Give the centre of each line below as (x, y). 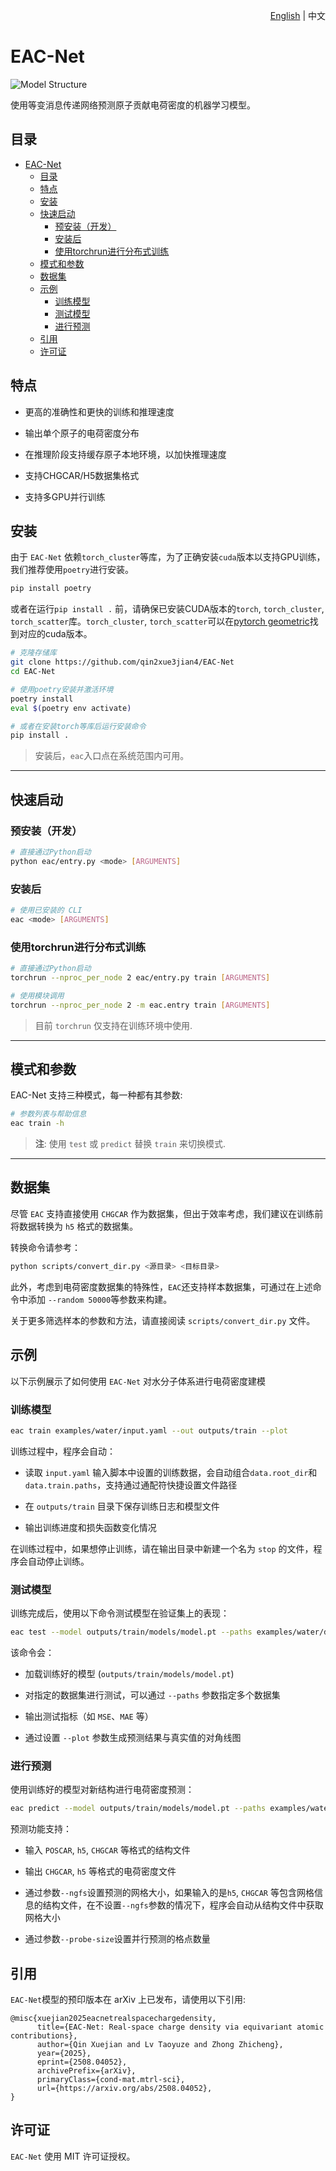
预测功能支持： (41, 1829)
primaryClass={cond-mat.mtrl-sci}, (111, 2079)
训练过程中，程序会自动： (63, 1451)
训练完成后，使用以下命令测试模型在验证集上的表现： (120, 1613)
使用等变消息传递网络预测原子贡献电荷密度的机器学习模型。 (133, 105)
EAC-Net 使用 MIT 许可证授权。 (73, 2156)
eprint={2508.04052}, (82, 2062)
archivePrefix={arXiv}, (86, 2070)
